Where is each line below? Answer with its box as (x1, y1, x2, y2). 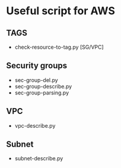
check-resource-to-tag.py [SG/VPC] (14, 43, 104, 50)
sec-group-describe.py (14, 83, 72, 90)
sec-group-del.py (14, 76, 58, 84)
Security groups (6, 61, 68, 71)
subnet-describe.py (14, 155, 63, 162)
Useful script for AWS (6, 4, 116, 18)
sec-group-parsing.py (14, 89, 69, 96)
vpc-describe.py (14, 122, 56, 129)
